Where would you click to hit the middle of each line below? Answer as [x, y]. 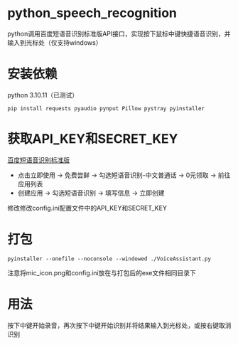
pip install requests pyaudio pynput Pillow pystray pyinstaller [106, 108]
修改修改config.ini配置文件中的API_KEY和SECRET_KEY [87, 208]
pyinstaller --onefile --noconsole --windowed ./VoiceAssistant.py [109, 259]
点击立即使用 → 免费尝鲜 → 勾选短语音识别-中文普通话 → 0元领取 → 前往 [124, 175]
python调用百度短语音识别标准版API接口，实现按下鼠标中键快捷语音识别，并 [119, 33]
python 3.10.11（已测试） [43, 95]
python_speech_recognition [92, 13]
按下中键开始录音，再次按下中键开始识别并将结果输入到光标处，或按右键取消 [119, 325]
